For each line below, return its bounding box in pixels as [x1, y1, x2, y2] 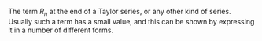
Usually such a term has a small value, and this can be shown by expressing [8, 17, 255, 26]
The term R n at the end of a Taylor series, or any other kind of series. [8, 7, 231, 18]
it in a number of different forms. [8, 25, 114, 35]
